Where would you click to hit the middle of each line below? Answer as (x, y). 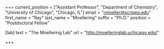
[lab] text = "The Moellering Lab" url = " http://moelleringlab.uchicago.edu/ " (82, 32)
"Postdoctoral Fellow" (27, 23)
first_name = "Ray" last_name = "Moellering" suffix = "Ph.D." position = (78, 18)
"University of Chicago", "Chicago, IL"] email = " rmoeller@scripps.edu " (78, 12)
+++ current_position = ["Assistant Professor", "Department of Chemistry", (82, 7)
